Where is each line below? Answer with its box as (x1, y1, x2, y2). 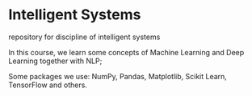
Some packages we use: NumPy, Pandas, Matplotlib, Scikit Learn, (8, 71, 228, 81)
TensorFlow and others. (8, 80, 87, 90)
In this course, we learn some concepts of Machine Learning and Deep (8, 47, 245, 57)
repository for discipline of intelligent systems (8, 32, 161, 42)
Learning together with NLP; (8, 56, 103, 66)
